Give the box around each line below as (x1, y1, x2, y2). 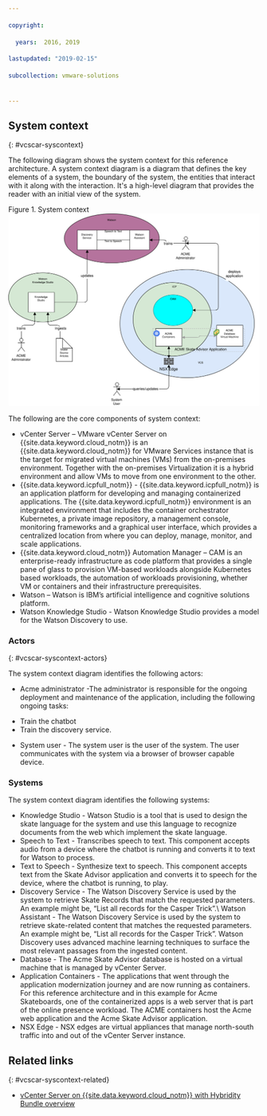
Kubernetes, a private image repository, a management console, (19, 514, 231, 523)
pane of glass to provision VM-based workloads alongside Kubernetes (19, 564, 252, 574)
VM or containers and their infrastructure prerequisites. (19, 581, 202, 591)
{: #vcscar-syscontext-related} (8, 1075, 110, 1085)
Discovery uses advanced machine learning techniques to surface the (19, 938, 250, 947)
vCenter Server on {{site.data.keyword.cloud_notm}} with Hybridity (19, 1091, 241, 1100)
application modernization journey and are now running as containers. (19, 980, 250, 989)
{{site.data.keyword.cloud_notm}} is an (19, 437, 149, 447)
